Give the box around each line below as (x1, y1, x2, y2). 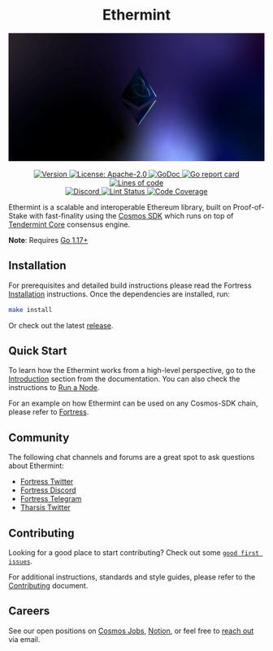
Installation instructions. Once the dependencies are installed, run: (8, 289, 230, 298)
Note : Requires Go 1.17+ (8, 235, 89, 245)
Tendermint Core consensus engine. (8, 219, 131, 229)
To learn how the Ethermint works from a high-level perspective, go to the (8, 366, 256, 375)
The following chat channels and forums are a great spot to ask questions (8, 453, 255, 462)
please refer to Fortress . (8, 407, 89, 417)
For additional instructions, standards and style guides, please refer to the (8, 572, 256, 582)
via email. (8, 634, 41, 644)
